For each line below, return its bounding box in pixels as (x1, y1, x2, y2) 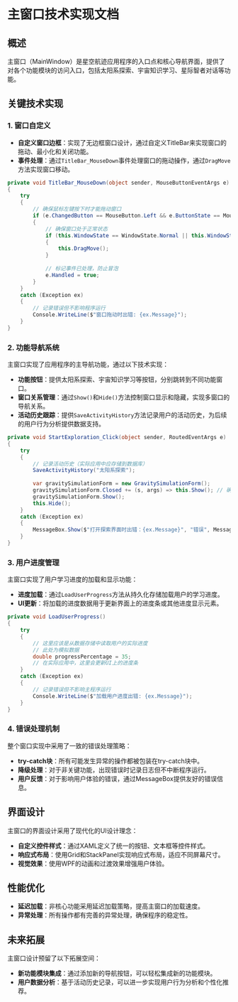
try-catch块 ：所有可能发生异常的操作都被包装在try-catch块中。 (17, 756, 204, 765)
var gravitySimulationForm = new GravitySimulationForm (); (33, 480, 211, 487)
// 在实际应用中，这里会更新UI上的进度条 (33, 659, 139, 667)
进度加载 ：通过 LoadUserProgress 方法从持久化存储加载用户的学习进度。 (17, 591, 225, 599)
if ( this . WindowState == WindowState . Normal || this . (45, 232, 208, 239)
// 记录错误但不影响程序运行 (33, 305, 106, 312)
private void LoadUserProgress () (7, 613, 106, 620)
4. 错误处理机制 (7, 724, 60, 734)
